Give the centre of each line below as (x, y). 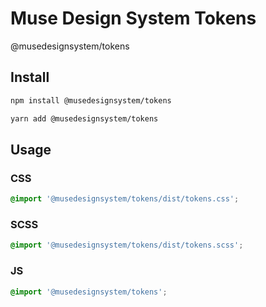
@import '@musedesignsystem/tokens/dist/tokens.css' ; (125, 199)
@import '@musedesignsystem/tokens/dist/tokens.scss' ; (127, 245)
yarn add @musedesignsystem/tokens (84, 118)
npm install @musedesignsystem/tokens (91, 100)
